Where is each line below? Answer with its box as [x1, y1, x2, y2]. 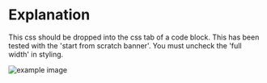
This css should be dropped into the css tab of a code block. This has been [8, 32, 260, 42]
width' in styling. [8, 49, 64, 59]
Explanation [8, 6, 91, 24]
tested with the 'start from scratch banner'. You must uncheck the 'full [8, 40, 242, 50]
